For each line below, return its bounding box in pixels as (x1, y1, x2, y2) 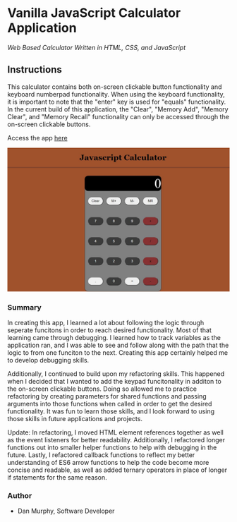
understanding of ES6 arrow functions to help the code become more (7, 458, 209, 466)
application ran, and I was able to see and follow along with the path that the (7, 341, 229, 349)
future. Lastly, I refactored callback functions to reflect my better (7, 450, 195, 459)
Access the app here (7, 133, 68, 142)
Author (7, 490, 32, 500)
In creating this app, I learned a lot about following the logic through (7, 318, 205, 327)
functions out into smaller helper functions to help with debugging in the (7, 443, 217, 451)
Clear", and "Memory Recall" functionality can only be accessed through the (7, 112, 229, 121)
